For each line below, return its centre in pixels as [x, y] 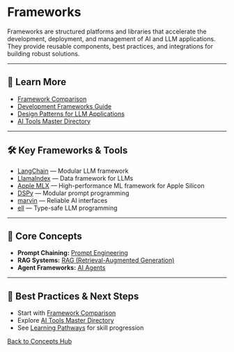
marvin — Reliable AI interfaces [62, 200]
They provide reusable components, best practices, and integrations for [110, 46]
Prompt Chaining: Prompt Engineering [73, 253]
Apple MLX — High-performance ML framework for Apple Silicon [111, 185]
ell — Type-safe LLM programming [67, 208]
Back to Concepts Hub [40, 342]
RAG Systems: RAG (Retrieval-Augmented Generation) [96, 260]
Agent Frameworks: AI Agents [61, 268]
